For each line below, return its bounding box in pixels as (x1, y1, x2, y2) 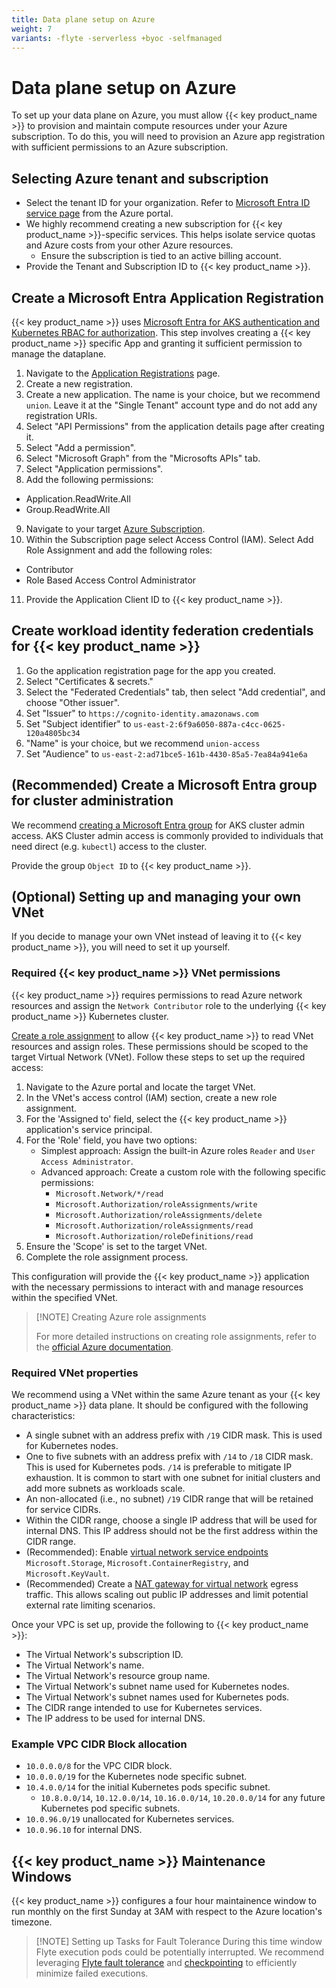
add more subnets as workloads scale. (25, 1482, 186, 1494)
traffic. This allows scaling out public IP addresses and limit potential (25, 1588, 309, 1600)
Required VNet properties (11, 1366, 139, 1380)
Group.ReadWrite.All (25, 503, 111, 515)
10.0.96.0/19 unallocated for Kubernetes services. (25, 1813, 235, 1825)
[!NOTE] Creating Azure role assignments (35, 1311, 207, 1323)
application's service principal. (25, 1123, 153, 1135)
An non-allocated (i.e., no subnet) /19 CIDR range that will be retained (25, 1492, 314, 1505)
